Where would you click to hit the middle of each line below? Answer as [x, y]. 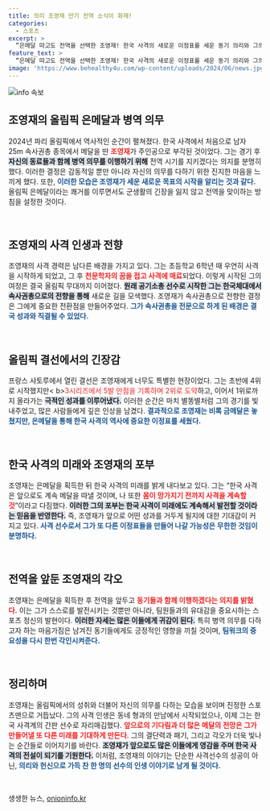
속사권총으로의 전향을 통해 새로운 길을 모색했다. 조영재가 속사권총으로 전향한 [127, 296]
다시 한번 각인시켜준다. [65, 640]
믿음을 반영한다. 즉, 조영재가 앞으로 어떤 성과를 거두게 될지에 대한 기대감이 [132, 516]
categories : [28, 23]
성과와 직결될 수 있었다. [53, 316]
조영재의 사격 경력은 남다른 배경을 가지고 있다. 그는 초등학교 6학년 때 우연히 [126, 266]
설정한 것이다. [45, 202]
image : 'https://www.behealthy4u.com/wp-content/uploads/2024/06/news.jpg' [138, 69]
